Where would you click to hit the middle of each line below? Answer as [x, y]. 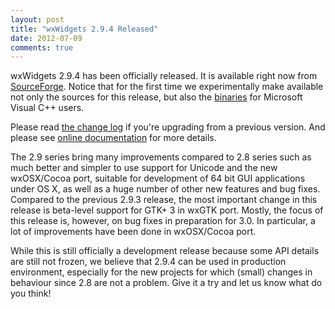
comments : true [42, 47]
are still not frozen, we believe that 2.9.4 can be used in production [148, 262]
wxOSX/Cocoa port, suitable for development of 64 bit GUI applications [158, 178]
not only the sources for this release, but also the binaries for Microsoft [156, 97]
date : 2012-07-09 [46, 38]
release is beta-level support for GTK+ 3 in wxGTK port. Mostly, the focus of [167, 210]
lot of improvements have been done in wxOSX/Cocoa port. [133, 232]
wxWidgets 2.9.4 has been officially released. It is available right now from [164, 76]
